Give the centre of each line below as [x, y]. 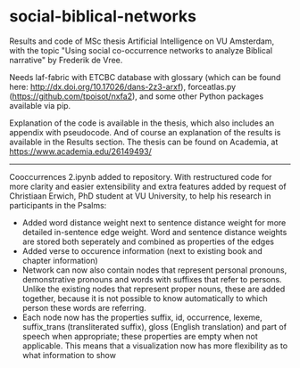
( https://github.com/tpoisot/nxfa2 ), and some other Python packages [137, 96]
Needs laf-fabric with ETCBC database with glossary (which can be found [145, 77]
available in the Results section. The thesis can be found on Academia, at [144, 142]
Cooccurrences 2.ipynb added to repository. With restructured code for [141, 176]
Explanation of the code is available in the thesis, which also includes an [142, 123]
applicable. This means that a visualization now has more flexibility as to [155, 346]
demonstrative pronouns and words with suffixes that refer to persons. [152, 279]
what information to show [69, 355]
